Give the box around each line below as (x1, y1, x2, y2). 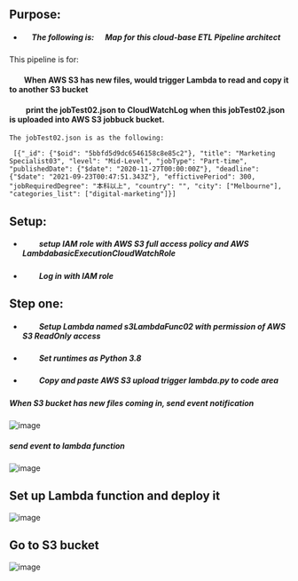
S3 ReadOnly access (21, 330, 101, 341)
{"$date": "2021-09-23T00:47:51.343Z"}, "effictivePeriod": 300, (9, 172, 255, 181)
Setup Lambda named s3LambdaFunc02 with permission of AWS (38, 321, 286, 331)
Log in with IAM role (38, 270, 114, 281)
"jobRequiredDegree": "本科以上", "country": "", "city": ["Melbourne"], (9, 182, 282, 191)
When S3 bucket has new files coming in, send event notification (9, 397, 255, 408)
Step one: (9, 296, 64, 311)
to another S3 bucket (9, 84, 89, 94)
